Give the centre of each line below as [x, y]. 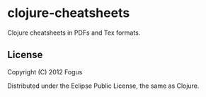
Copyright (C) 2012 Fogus [45, 72]
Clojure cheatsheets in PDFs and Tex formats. [74, 33]
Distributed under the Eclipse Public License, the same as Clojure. [103, 86]
